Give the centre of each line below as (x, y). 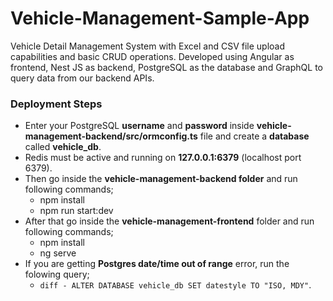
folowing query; (57, 274)
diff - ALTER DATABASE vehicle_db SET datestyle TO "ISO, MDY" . (175, 285)
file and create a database (254, 136)
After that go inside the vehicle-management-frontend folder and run (169, 221)
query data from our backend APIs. (82, 78)
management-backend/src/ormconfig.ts (111, 136)
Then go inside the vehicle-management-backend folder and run (161, 179)
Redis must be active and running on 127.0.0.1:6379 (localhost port (163, 158)
